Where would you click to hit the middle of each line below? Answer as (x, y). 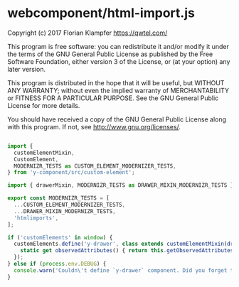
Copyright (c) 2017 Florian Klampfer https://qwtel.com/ (87, 33)
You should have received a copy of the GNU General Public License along (117, 119)
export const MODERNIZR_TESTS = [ (59, 198)
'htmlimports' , (36, 218)
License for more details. (44, 105)
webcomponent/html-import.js (101, 13)
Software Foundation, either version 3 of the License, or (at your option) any (119, 61)
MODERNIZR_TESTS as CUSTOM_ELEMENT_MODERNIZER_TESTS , (95, 166)
